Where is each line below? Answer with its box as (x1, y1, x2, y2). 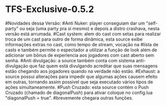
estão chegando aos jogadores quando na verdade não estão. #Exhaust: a (5, 68, 160, 74)
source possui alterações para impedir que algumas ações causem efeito (5, 73, 158, 79)
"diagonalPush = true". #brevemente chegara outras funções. (5, 94, 133, 101)
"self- (146, 20, 158, 26)
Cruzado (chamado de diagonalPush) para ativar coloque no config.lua (5, 89, 153, 95)
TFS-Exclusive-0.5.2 (5, 4, 94, 15)
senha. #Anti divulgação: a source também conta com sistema (5, 57, 135, 63)
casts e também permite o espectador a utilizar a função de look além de (5, 47, 157, 53)
